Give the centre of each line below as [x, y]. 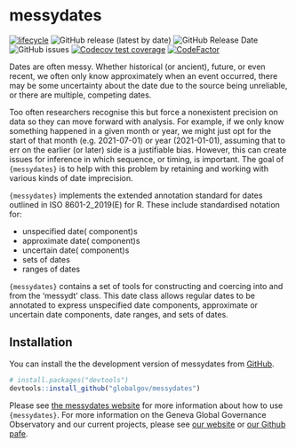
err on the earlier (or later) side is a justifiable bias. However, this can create [148, 149]
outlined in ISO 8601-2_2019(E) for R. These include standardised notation [144, 204]
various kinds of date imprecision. [71, 177]
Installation [41, 342]
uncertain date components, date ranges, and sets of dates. [119, 314]
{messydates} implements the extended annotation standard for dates [136, 195]
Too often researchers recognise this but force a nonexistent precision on [144, 112]
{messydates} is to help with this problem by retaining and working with [139, 169]
